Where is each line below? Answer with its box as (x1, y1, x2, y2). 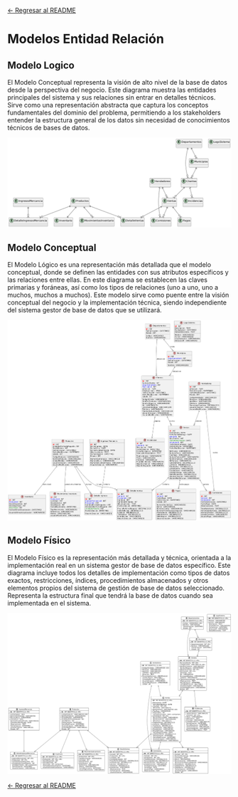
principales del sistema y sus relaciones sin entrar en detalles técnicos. (7, 93, 216, 102)
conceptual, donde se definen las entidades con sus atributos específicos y (7, 268, 229, 277)
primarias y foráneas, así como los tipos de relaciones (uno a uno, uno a (7, 283, 219, 292)
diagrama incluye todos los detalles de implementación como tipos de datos (7, 569, 230, 577)
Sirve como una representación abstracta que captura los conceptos (7, 101, 209, 109)
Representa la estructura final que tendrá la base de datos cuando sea (7, 591, 213, 600)
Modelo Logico (7, 59, 75, 71)
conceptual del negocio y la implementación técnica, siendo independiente (7, 298, 227, 307)
